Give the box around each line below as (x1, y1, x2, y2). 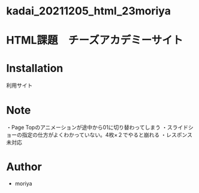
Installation (6, 61, 64, 75)
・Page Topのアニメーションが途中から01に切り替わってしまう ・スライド (6, 124, 189, 131)
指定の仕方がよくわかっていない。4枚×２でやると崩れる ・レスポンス (22, 131, 193, 138)
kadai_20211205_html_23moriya (6, 4, 171, 18)
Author (6, 160, 42, 174)
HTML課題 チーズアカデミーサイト (6, 34, 183, 47)
